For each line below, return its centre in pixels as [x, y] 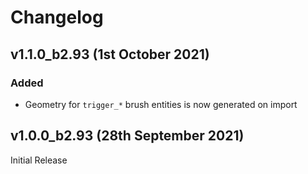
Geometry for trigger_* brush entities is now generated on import [161, 104]
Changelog [57, 17]
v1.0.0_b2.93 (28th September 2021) [127, 136]
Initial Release [39, 160]
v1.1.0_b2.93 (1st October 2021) [110, 54]
